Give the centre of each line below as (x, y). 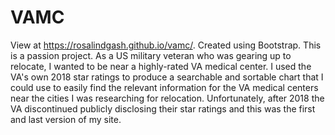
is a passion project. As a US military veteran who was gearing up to (151, 55)
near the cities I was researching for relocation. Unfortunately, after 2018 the (167, 98)
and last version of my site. (66, 119)
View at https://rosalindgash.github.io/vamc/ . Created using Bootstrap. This (166, 45)
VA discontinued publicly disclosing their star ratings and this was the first (163, 108)
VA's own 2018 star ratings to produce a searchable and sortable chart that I (167, 77)
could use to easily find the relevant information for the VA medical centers (164, 87)
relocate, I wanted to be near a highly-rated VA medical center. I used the (161, 66)
